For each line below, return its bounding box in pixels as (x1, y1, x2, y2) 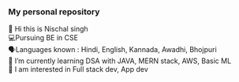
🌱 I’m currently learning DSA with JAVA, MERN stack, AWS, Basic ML (8, 56, 232, 65)
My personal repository (8, 6, 100, 17)
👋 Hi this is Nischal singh (8, 24, 88, 34)
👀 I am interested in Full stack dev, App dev (8, 65, 148, 74)
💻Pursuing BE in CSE (8, 33, 79, 43)
